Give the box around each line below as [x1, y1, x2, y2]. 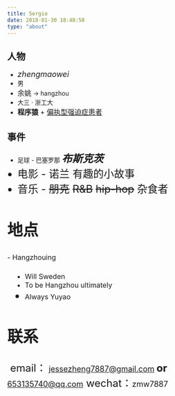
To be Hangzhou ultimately [24, 280, 113, 290]
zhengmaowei [17, 69, 69, 80]
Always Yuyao [24, 292, 71, 302]
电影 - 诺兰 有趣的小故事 [17, 167, 136, 180]
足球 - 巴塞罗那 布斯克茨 [17, 152, 104, 165]
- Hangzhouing [7, 252, 57, 262]
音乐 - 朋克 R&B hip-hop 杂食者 [17, 182, 169, 196]
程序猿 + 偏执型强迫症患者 [17, 107, 102, 117]
